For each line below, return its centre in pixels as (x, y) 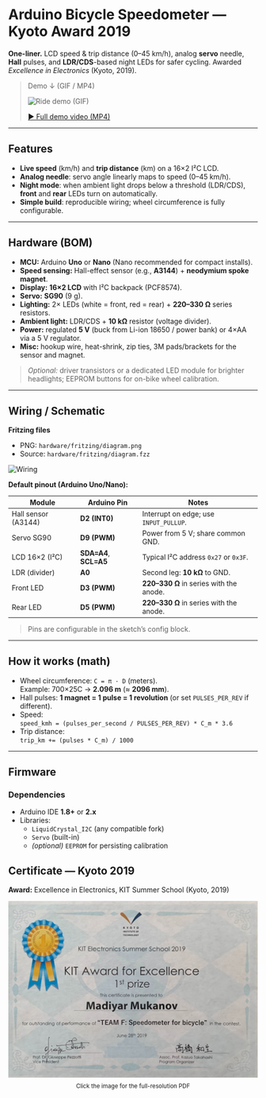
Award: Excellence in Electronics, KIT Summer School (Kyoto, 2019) (119, 890)
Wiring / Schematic (57, 411)
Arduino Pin (108, 502)
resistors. (35, 312)
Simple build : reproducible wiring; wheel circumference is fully (122, 202)
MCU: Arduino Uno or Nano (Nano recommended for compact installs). (136, 262)
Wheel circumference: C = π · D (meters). (89, 680)
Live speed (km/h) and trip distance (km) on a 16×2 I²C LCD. (119, 168)
